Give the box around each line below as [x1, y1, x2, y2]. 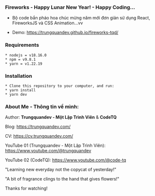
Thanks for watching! [5, 185, 48, 191]
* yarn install [5, 88, 36, 92]
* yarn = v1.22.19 [5, 61, 42, 66]
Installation [5, 72, 33, 79]
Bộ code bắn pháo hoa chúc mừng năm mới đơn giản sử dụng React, [12, 15, 150, 21]
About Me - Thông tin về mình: [5, 103, 79, 110]
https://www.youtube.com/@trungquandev [5, 148, 92, 154]
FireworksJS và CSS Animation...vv [12, 20, 83, 26]
